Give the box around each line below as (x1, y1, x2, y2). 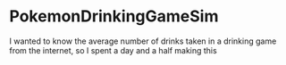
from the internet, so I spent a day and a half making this (9, 45, 217, 55)
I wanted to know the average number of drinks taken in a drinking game (9, 36, 277, 46)
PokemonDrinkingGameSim (9, 6, 219, 27)
